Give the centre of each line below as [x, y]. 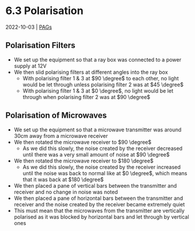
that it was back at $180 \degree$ [63, 179]
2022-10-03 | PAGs [29, 27]
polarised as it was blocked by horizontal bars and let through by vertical [101, 217]
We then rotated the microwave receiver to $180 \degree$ [84, 161]
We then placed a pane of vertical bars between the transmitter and [95, 185]
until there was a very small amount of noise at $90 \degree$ [96, 154]
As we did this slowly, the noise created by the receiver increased [102, 167]
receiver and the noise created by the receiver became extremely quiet [99, 204]
